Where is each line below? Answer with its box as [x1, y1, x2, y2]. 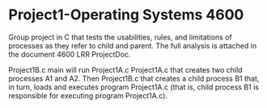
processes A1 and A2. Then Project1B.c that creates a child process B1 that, [8, 73, 260, 83]
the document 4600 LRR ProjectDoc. [8, 49, 131, 59]
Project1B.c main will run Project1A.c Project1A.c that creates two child [8, 64, 243, 74]
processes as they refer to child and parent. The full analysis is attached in [8, 40, 257, 50]
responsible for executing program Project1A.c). [8, 90, 168, 100]
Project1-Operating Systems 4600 [8, 6, 244, 24]
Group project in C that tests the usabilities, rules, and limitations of [8, 32, 232, 42]
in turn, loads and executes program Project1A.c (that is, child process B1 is [8, 82, 259, 92]
